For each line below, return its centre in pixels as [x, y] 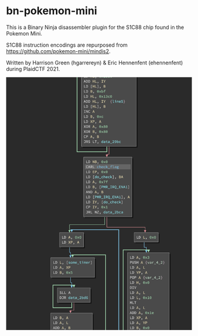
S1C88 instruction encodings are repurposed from [67, 45]
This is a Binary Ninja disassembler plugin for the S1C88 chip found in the [95, 27]
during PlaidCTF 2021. [33, 68]
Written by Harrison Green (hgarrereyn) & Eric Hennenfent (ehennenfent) [95, 63]
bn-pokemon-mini [52, 11]
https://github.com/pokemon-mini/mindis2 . [58, 51]
